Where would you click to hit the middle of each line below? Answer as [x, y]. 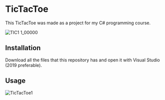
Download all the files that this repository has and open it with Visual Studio [83, 60]
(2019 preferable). [24, 65]
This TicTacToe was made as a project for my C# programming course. [78, 23]
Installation [23, 48]
